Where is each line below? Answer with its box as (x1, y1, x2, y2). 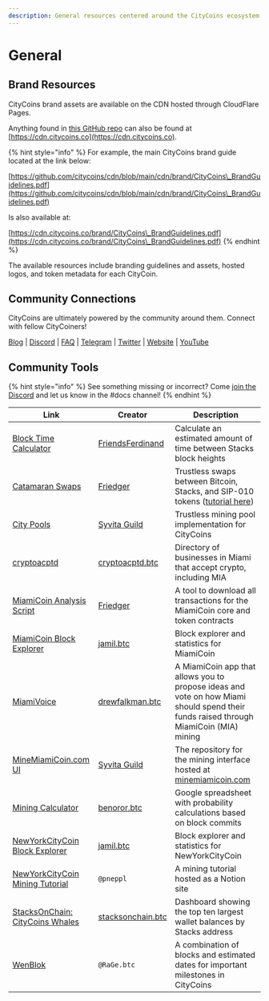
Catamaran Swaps (12, 481, 82, 492)
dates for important (175, 959, 247, 971)
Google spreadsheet (175, 787, 252, 798)
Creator (117, 409, 148, 420)
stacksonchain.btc (98, 911, 167, 923)
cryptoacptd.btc (98, 557, 159, 569)
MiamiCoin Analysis (12, 595, 86, 606)
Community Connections (8, 292, 136, 306)
